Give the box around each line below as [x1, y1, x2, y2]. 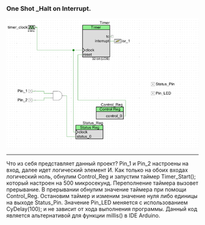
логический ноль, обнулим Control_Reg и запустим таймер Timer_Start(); [6, 172, 196, 180]
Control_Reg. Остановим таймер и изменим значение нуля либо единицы [6, 192, 198, 199]
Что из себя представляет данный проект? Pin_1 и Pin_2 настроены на [6, 160, 189, 167]
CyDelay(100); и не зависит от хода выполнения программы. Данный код [6, 205, 198, 212]
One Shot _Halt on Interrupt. [6, 4, 92, 13]
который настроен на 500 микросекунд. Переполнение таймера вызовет [6, 179, 198, 186]
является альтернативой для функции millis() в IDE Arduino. [6, 212, 160, 219]
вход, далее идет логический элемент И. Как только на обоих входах [6, 166, 188, 174]
